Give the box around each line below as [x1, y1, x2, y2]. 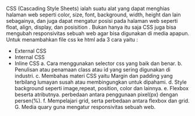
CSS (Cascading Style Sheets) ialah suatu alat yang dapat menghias [6, 5, 170, 12]
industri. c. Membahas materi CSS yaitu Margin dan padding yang [14, 73, 173, 79]
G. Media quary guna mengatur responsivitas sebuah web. [14, 104, 156, 110]
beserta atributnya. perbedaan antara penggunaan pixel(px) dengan [14, 91, 178, 98]
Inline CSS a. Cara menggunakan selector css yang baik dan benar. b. [14, 60, 183, 67]
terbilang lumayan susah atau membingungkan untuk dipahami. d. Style [14, 79, 187, 86]
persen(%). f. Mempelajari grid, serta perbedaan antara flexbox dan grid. [14, 97, 190, 104]
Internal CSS [14, 54, 45, 60]
